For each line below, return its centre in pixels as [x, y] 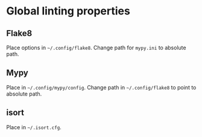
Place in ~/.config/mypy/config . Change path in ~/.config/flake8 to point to [101, 87]
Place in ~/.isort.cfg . [34, 127]
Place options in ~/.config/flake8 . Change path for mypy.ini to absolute [96, 47]
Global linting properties [68, 11]
